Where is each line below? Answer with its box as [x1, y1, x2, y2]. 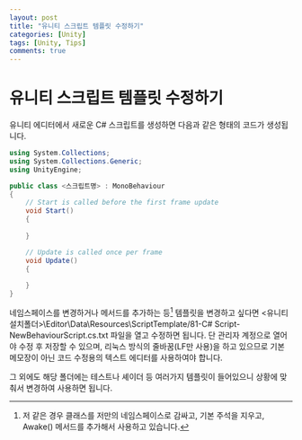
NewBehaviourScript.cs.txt [9, 330, 109, 340]
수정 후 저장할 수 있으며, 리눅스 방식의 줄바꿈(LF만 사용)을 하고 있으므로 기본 [18, 340, 285, 351]
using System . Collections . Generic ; [9, 156, 143, 166]
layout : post [9, 13, 58, 22]
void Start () [25, 207, 75, 216]
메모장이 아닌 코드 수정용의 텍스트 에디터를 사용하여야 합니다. [9, 352, 223, 363]
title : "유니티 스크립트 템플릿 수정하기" [9, 22, 145, 31]
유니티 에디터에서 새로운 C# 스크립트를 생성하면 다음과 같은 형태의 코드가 [9, 119, 265, 130]
